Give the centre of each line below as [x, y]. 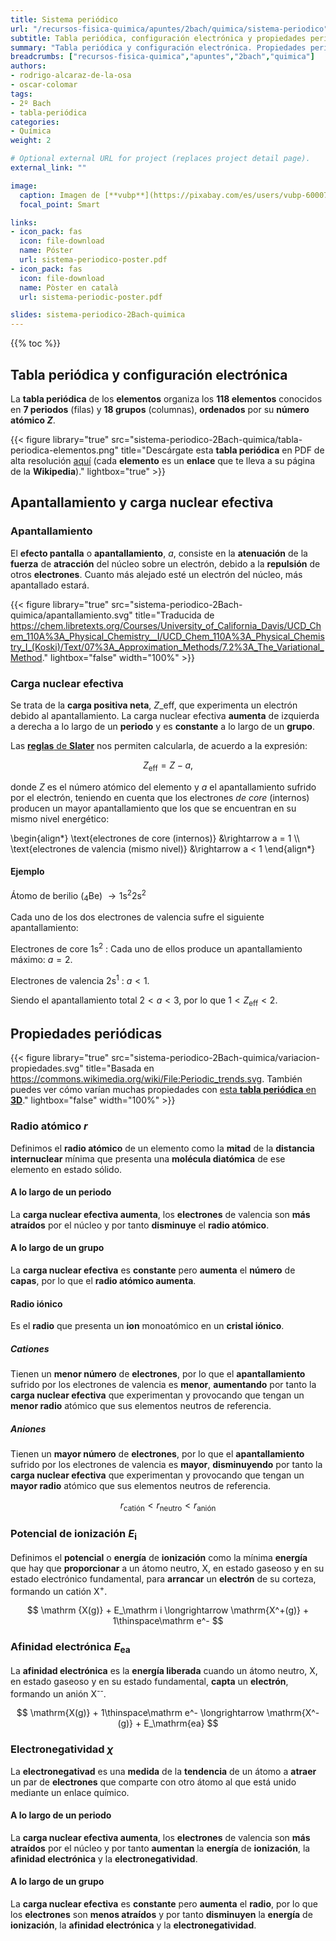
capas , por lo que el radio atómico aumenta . [103, 1280]
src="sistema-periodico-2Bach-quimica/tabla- [207, 439]
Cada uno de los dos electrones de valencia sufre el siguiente [137, 917]
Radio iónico [36, 1303]
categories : [35, 122]
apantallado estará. [50, 585]
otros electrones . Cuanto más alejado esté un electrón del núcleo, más [156, 574]
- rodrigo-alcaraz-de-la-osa [71, 76]
